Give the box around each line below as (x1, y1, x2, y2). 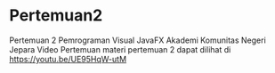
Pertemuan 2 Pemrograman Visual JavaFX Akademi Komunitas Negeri (9, 35, 267, 45)
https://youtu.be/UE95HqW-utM (9, 53, 127, 64)
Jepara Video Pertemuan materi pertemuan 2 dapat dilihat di (9, 44, 231, 54)
